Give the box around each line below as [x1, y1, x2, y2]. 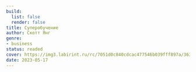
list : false [11, 14, 41, 20]
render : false [11, 19, 45, 25]
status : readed [6, 46, 43, 52]
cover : [6, 52, 22, 57]
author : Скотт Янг [6, 30, 51, 36]
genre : [6, 35, 22, 41]
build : [6, 8, 22, 15]
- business [6, 41, 33, 47]
